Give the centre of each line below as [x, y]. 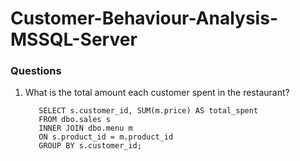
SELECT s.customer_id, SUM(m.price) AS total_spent [148, 111]
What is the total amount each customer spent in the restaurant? [157, 93]
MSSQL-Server [74, 39]
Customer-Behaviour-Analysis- [144, 18]
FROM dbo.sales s [74, 120]
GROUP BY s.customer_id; [90, 146]
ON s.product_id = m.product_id [106, 137]
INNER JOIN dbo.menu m [85, 128]
